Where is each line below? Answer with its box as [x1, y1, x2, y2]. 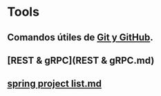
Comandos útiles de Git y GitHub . [7, 32, 153, 43]
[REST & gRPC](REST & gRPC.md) [7, 54, 155, 66]
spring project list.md [7, 78, 102, 90]
